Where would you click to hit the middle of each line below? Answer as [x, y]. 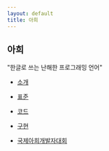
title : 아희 [23, 20]
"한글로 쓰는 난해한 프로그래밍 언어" [55, 68]
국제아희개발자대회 [42, 141]
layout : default [30, 13]
